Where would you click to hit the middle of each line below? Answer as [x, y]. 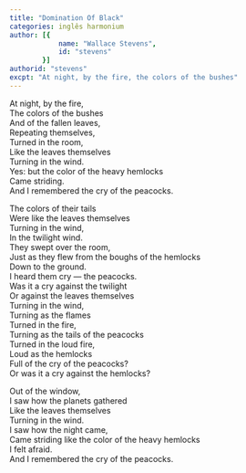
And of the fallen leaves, [55, 122]
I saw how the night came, [59, 429]
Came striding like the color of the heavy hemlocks [105, 439]
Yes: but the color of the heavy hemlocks [87, 171]
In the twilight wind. [46, 237]
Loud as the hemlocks [51, 353]
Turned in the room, [46, 142]
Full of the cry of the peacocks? [69, 363]
